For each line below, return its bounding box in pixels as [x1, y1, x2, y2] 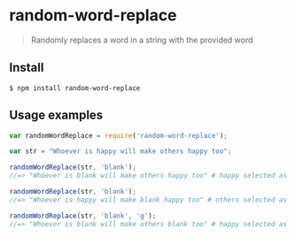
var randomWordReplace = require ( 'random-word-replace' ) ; [9, 131, 228, 140]
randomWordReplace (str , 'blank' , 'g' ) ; [9, 211, 157, 220]
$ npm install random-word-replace [9, 83, 141, 93]
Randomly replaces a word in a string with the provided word [30, 34, 253, 45]
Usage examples [9, 108, 104, 123]
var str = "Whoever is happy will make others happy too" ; [9, 147, 232, 156]
